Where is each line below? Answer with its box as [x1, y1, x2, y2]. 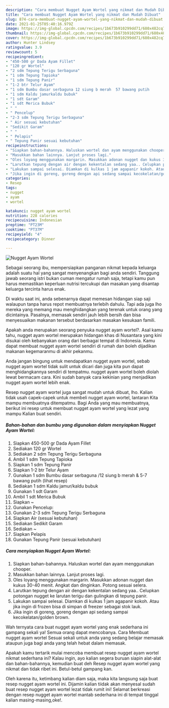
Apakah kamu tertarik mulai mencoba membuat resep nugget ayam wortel [6, 650, 159, 656]
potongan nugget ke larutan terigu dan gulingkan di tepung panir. [13, 593, 147, 599]
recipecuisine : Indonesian [6, 218, 62, 223]
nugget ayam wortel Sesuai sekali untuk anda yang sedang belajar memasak [6, 634, 164, 641]
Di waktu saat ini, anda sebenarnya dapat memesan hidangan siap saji [6, 296, 151, 302]
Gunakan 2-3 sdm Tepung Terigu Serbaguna [13, 510, 106, 516]
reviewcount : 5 [6, 49, 38, 54]
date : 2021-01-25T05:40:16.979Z [6, 21, 73, 27]
